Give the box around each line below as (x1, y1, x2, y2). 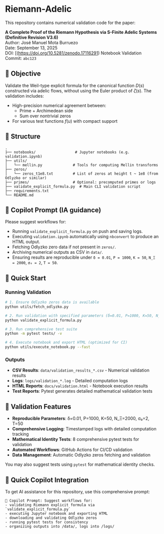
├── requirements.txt (5, 188, 49, 193)
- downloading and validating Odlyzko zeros (5, 515, 97, 520)
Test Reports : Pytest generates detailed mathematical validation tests (12, 388, 153, 394)
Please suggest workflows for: (5, 219, 66, 225)
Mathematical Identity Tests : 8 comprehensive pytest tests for (12, 436, 140, 442)
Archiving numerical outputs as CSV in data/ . (12, 249, 103, 255)
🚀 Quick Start (5, 274, 46, 282)
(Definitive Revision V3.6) (5, 34, 59, 40)
